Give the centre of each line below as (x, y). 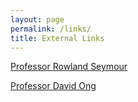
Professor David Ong (53, 86)
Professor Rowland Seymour (69, 67)
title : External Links (57, 38)
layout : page (37, 19)
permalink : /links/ (51, 29)
